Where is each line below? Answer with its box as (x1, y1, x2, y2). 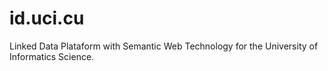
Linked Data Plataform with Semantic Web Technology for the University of (9, 40, 319, 52)
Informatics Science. (9, 50, 95, 62)
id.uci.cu (9, 7, 85, 30)
